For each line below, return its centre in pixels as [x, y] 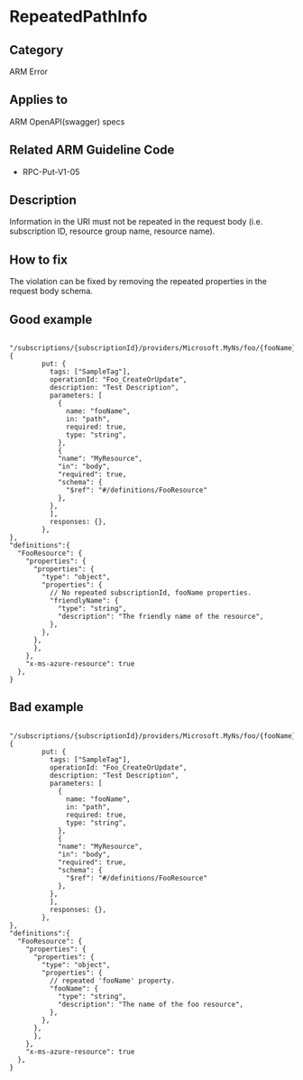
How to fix [38, 259]
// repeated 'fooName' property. [112, 981]
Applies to [39, 100]
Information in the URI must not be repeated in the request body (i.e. [136, 222]
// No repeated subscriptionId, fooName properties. [151, 593]
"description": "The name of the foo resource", [151, 1004]
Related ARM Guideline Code [92, 150]
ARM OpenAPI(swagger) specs [67, 121]
